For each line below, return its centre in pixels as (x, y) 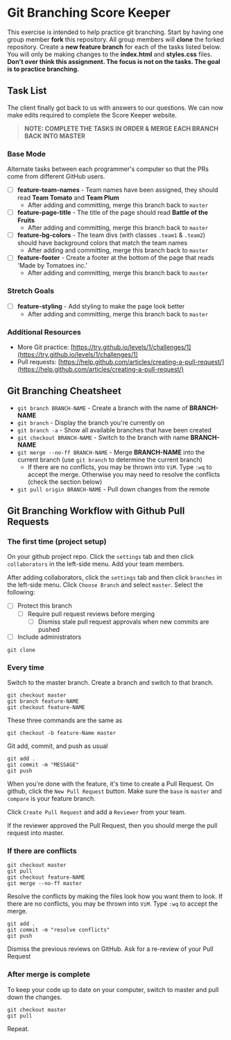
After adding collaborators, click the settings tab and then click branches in (114, 578)
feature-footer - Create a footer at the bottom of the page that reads (115, 258)
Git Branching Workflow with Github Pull (96, 511)
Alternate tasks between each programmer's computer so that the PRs (108, 169)
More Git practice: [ (45, 347)
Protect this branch (45, 606)
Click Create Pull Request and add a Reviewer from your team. (97, 812)
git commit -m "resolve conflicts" (59, 930)
